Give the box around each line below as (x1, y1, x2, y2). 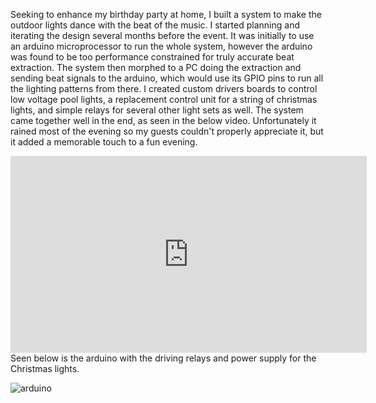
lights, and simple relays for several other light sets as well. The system (10, 104, 304, 116)
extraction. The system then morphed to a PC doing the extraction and (10, 62, 302, 73)
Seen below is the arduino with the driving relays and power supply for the (10, 352, 317, 364)
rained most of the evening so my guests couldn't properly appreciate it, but (10, 125, 324, 137)
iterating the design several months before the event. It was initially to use (10, 30, 315, 41)
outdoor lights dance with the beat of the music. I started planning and (10, 19, 300, 31)
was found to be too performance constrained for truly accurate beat (10, 51, 295, 63)
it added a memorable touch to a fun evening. (10, 136, 198, 148)
